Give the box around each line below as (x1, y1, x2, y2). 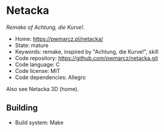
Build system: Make (14, 119, 64, 126)
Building (6, 103, 38, 113)
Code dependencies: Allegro (14, 74, 86, 81)
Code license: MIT (14, 67, 61, 74)
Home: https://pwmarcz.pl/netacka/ (14, 35, 103, 42)
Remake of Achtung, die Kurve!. (6, 24, 85, 31)
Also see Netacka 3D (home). (6, 85, 79, 92)
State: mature (14, 42, 49, 49)
